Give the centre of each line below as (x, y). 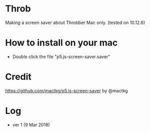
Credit (18, 77)
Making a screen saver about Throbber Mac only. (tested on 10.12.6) (75, 22)
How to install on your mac (61, 43)
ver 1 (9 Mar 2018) (31, 124)
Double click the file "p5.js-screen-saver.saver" (61, 56)
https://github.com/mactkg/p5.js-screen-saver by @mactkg (67, 90)
